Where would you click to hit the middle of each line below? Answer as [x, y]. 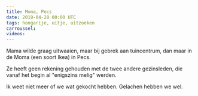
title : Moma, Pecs [29, 12]
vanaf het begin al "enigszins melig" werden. [61, 75]
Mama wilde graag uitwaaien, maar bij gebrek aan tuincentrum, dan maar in [99, 51]
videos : [16, 34]
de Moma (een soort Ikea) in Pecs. [48, 57]
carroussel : [21, 28]
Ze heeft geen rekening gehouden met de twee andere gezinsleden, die [95, 69]
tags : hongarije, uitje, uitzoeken [51, 23]
